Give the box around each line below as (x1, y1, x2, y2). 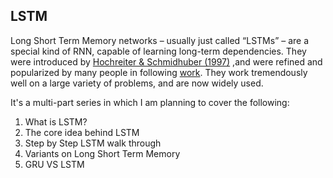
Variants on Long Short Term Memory (24, 147, 181, 159)
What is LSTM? (24, 115, 88, 128)
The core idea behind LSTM (24, 126, 140, 138)
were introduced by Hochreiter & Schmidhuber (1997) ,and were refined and (10, 55, 323, 68)
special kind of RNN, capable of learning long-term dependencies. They (10, 45, 307, 57)
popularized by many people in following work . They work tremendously (10, 66, 308, 78)
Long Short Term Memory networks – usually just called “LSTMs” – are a (10, 34, 310, 46)
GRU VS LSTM (24, 158, 85, 170)
